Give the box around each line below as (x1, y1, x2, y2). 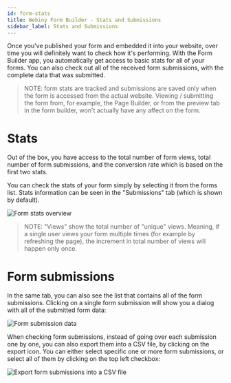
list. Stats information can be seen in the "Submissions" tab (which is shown (7, 189, 223, 197)
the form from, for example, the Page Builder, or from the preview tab (23, 99, 220, 107)
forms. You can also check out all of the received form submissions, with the (7, 63, 224, 72)
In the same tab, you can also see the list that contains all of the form (7, 291, 203, 300)
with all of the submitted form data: (7, 306, 107, 314)
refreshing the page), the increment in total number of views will (23, 237, 206, 245)
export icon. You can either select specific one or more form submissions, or (7, 347, 224, 355)
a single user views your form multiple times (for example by (23, 230, 196, 238)
